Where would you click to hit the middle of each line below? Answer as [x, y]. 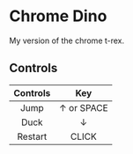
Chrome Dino [58, 16]
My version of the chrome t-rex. [67, 40]
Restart [32, 136]
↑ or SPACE [83, 107]
